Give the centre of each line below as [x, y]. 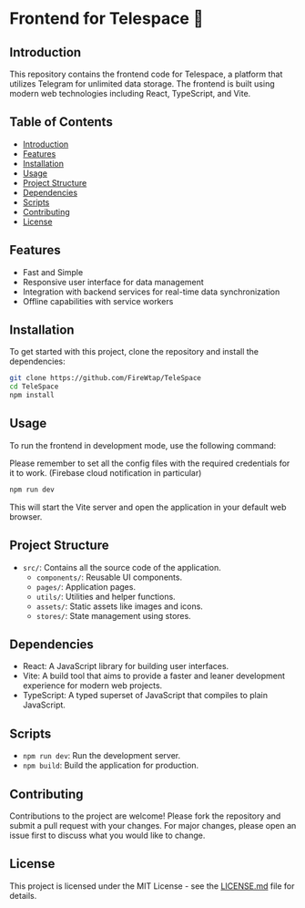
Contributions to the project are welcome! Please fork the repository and [145, 816]
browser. [26, 516]
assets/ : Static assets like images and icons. [119, 606]
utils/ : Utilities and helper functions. [106, 596]
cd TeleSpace [34, 387]
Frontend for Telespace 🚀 [107, 19]
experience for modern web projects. [92, 686]
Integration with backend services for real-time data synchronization [151, 292]
